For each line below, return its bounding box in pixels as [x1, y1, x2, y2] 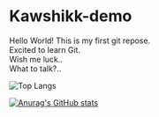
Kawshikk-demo [9, 6, 132, 26]
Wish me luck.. [9, 54, 64, 64]
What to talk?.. [9, 63, 62, 74]
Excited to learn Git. [9, 44, 81, 55]
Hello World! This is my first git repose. [9, 35, 151, 46]
